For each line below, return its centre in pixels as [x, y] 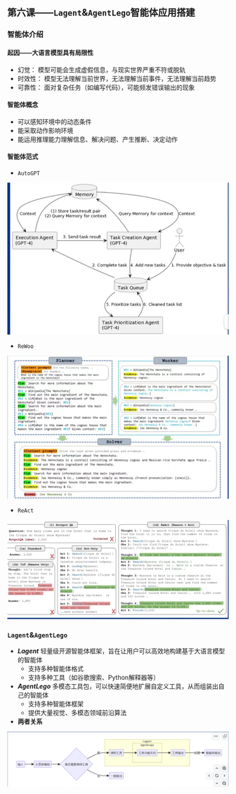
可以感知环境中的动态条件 [54, 121]
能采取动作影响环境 [45, 130]
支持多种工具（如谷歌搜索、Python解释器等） [94, 678]
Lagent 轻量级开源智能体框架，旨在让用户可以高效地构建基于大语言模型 [121, 651]
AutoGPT [28, 173]
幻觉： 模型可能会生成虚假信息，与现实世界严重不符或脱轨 [101, 70]
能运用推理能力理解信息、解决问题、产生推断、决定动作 [97, 139]
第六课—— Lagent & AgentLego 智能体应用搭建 [101, 13]
